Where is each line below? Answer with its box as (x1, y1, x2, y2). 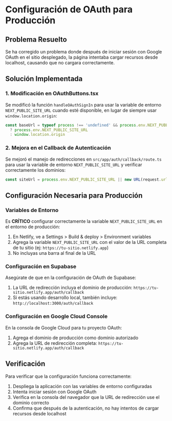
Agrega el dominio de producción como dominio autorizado (12, 335, 139, 341)
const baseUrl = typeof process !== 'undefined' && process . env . (5, 122, 148, 128)
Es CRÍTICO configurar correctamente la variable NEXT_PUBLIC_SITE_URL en (5, 218, 162, 224)
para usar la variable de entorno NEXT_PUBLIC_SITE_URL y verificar (5, 161, 142, 168)
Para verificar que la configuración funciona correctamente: (5, 373, 132, 379)
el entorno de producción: (5, 224, 60, 230)
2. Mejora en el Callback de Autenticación (5, 144, 111, 151)
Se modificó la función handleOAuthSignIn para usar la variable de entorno (5, 101, 162, 108)
